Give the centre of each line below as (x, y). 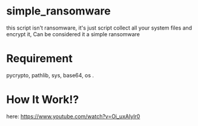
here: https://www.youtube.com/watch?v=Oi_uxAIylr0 (73, 116)
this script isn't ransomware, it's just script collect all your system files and (99, 28)
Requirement (39, 59)
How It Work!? (43, 100)
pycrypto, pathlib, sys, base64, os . (50, 75)
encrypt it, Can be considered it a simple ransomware (73, 34)
